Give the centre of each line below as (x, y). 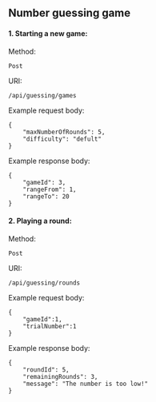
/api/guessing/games (43, 95)
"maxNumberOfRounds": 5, (64, 132)
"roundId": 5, (46, 370)
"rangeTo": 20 (46, 196)
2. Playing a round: (40, 221)
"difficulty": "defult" (62, 139)
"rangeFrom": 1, (50, 189)
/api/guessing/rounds (44, 283)
